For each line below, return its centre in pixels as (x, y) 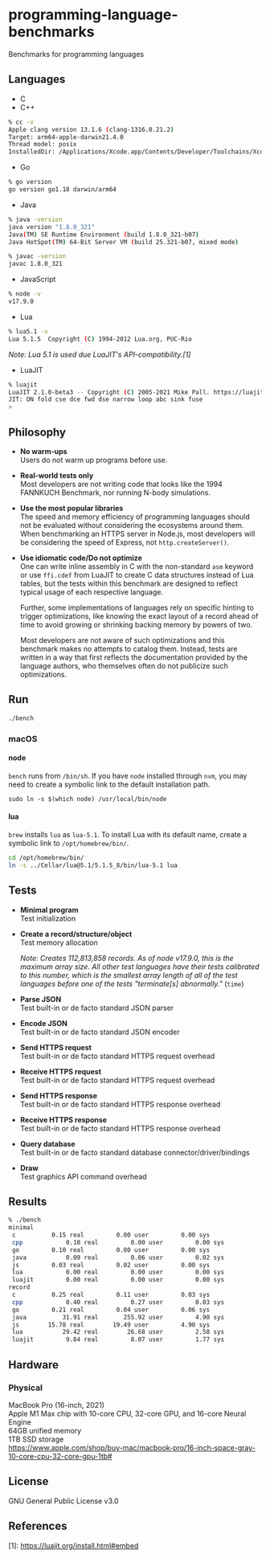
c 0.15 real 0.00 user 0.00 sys (111, 1235)
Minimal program (49, 910)
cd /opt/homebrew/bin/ (46, 857)
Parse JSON (41, 999)
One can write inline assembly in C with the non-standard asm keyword (137, 566)
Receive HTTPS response (63, 1119)
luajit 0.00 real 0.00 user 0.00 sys (118, 1280)
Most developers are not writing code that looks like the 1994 (121, 484)
